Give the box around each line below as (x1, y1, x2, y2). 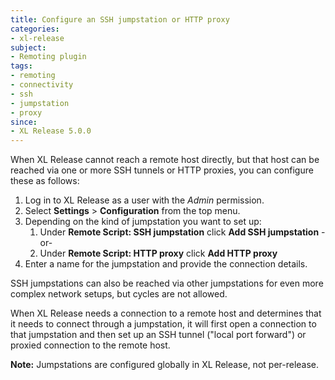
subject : (10, 42, 47, 53)
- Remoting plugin (10, 52, 87, 62)
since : (10, 117, 38, 127)
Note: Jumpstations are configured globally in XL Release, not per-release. (10, 359, 320, 371)
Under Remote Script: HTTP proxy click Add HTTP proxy (39, 247, 278, 260)
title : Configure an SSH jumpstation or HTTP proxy (10, 14, 230, 25)
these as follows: (10, 175, 80, 187)
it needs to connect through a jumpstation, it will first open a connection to (10, 318, 317, 330)
